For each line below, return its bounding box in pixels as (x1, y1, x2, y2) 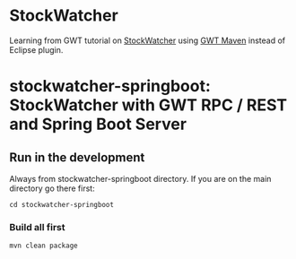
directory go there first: (9, 183, 96, 194)
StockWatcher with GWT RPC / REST (9, 95, 288, 116)
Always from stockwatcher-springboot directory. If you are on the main (9, 173, 272, 184)
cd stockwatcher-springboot (9, 200, 115, 209)
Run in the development (9, 150, 145, 165)
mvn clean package (9, 241, 78, 251)
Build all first (9, 220, 65, 233)
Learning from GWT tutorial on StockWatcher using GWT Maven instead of (9, 35, 285, 46)
